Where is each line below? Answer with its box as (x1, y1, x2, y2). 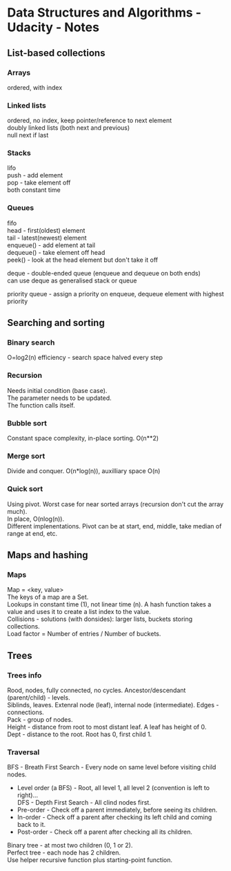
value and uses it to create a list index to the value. (7, 608, 152, 616)
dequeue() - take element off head (7, 248, 106, 256)
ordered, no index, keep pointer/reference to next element (7, 116, 172, 125)
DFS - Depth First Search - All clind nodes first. (17, 798, 152, 807)
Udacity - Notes (7, 19, 100, 35)
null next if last (7, 131, 49, 140)
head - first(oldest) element (7, 226, 86, 234)
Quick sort (7, 484, 43, 494)
